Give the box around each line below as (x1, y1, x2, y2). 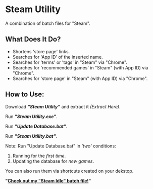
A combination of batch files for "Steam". (5, 20, 91, 26)
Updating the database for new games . (12, 158, 94, 164)
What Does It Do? (5, 35, 61, 44)
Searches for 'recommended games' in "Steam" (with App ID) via (12, 64, 148, 70)
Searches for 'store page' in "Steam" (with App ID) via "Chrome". (12, 75, 148, 82)
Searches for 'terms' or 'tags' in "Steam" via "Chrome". (12, 59, 128, 65)
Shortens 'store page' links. (12, 48, 70, 54)
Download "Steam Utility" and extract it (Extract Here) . (5, 103, 121, 109)
